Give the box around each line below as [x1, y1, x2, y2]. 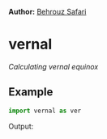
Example [8, 85, 53, 99]
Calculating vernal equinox [8, 61, 99, 71]
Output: [8, 121, 34, 131]
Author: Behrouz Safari [8, 7, 87, 16]
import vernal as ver [8, 107, 82, 115]
